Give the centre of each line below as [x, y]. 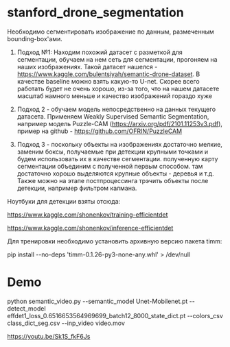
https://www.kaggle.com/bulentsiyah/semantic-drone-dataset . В [108, 74]
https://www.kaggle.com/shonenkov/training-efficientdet [88, 215]
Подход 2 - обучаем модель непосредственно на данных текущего [116, 109]
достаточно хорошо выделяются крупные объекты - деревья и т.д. [115, 173]
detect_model [26, 308]
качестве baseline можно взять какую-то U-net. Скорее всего [108, 81]
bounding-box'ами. [35, 38]
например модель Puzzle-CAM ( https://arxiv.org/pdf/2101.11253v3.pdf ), [120, 123]
